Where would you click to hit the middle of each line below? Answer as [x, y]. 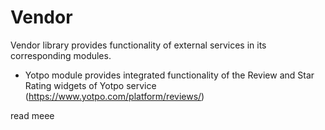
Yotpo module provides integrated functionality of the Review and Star [169, 75]
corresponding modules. [61, 55]
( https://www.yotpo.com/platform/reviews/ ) [114, 96]
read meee [32, 115]
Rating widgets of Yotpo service [90, 85]
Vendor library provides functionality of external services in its [138, 45]
